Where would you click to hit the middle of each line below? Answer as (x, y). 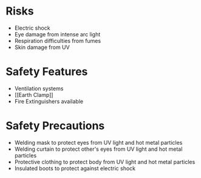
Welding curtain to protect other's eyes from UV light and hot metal (98, 149)
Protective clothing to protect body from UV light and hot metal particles (105, 162)
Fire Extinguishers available (49, 101)
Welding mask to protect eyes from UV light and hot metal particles (98, 142)
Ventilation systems (39, 88)
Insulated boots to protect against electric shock (75, 168)
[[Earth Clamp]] (34, 94)
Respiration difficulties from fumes (58, 41)
